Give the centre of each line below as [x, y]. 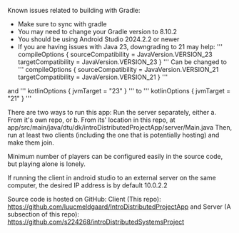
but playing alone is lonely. [46, 164]
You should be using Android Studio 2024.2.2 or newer [98, 39]
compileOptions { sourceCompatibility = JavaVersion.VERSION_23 [115, 54]
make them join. [31, 143]
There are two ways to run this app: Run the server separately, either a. [112, 112]
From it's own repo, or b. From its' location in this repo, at [92, 120]
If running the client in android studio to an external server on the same [112, 178]
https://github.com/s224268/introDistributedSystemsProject [96, 222]
